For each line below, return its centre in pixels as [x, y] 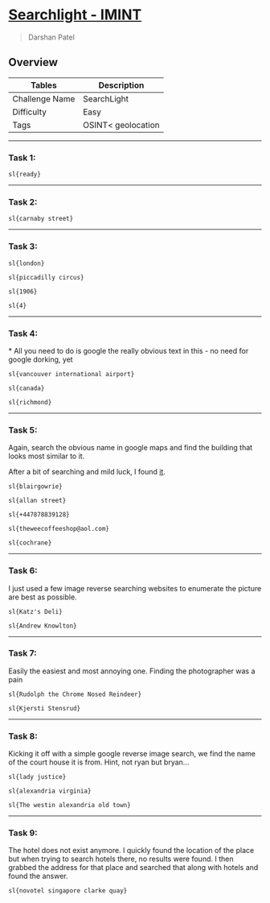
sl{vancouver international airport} [72, 374]
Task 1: [22, 157]
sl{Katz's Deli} [35, 611]
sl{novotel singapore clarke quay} [68, 891]
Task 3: [23, 246]
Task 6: [23, 571]
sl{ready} [25, 175]
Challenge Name [44, 98]
